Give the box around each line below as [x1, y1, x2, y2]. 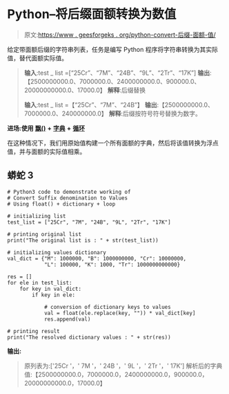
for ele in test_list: [7, 279, 72, 286]
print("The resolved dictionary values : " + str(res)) [7, 334, 171, 341]
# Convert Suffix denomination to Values [7, 195, 128, 202]
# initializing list [7, 213, 67, 220]
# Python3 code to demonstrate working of [7, 188, 131, 195]
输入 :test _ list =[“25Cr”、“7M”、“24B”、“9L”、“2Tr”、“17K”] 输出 [23, 69, 210, 77]
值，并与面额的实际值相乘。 [7, 147, 86, 156]
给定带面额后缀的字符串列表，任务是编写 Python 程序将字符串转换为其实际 [7, 45, 219, 53]
